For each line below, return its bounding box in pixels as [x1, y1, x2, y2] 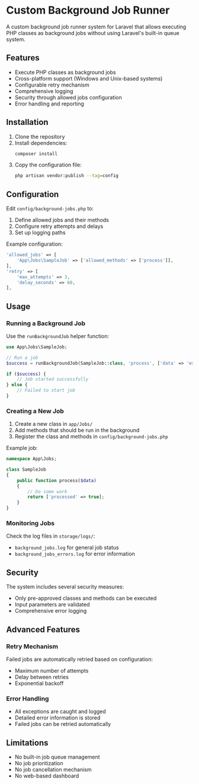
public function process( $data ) [17, 477, 97, 483]
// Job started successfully [17, 377, 89, 383]
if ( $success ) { [6, 371, 46, 377]
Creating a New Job [6, 407, 64, 415]
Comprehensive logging [14, 87, 73, 95]
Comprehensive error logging [14, 608, 87, 615]
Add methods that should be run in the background [14, 427, 140, 434]
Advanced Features [6, 624, 81, 634]
